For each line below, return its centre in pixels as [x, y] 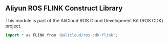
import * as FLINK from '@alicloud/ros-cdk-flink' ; [61, 35]
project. [14, 26]
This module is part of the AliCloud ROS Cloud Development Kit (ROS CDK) [84, 20]
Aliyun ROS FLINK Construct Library [64, 8]
